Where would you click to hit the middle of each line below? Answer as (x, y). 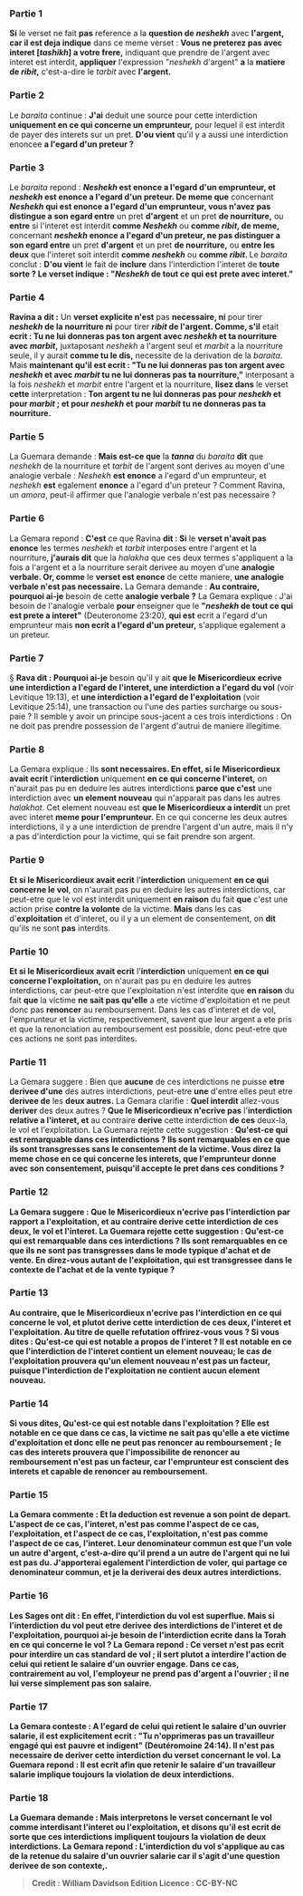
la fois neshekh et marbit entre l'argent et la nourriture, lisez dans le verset (149, 384)
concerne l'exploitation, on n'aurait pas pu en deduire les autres (130, 981)
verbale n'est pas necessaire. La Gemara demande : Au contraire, (135, 586)
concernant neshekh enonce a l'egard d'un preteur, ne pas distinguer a (145, 235)
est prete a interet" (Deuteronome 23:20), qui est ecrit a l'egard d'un (139, 615)
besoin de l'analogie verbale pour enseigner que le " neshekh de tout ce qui (151, 605)
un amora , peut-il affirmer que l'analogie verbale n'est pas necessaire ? (142, 495)
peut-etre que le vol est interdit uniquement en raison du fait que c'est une (149, 899)
